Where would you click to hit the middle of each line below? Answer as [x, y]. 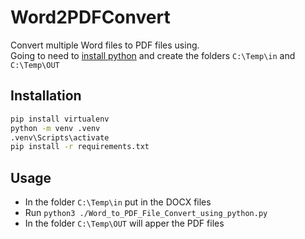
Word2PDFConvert [90, 17]
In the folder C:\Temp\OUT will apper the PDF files [124, 223]
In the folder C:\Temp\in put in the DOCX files [118, 202]
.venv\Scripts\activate [60, 137]
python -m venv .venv [55, 128]
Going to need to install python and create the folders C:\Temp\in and [153, 55]
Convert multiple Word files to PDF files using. [105, 45]
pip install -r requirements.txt [80, 147]
